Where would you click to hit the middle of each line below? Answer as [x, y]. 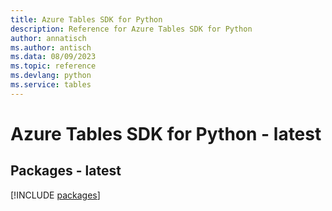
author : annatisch [48, 38]
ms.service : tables [51, 85]
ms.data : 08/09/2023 [53, 57]
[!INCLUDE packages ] [55, 195]
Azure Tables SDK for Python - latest [166, 133]
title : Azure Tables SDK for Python [86, 19]
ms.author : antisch [51, 47]
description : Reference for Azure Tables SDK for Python [131, 29]
